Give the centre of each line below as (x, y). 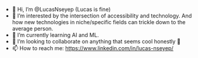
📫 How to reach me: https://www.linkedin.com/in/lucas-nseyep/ (93, 48)
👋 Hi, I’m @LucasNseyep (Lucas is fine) (61, 9)
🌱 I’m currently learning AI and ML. (55, 35)
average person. (32, 28)
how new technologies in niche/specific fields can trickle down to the (99, 22)
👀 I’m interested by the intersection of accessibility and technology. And (102, 16)
